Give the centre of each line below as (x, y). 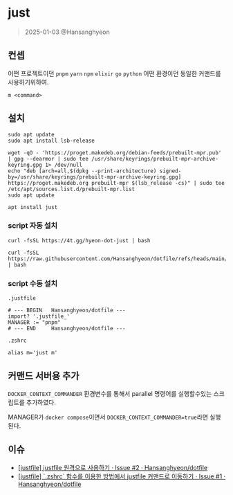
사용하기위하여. (28, 82)
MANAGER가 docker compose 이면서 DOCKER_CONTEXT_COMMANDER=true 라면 (108, 417)
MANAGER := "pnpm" (34, 323)
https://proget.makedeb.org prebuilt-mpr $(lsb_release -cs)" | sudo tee (116, 183)
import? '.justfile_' (39, 316)
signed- (170, 171)
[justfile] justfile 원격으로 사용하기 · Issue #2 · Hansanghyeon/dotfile (113, 467)
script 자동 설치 (33, 226)
